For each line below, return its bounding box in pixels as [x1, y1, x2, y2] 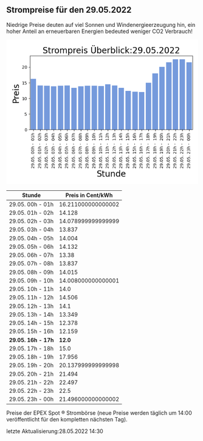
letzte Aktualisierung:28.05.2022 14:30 [6, 427, 103, 435]
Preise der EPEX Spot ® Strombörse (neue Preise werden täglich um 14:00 [6, 409, 193, 417]
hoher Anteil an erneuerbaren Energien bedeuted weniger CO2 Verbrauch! [6, 27, 193, 35]
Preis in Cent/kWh [65, 192, 113, 199]
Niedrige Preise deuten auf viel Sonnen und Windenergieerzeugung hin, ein [6, 21, 196, 28]
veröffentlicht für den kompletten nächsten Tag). [6, 415, 128, 423]
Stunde [22, 192, 41, 199]
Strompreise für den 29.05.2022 [6, 5, 132, 15]
